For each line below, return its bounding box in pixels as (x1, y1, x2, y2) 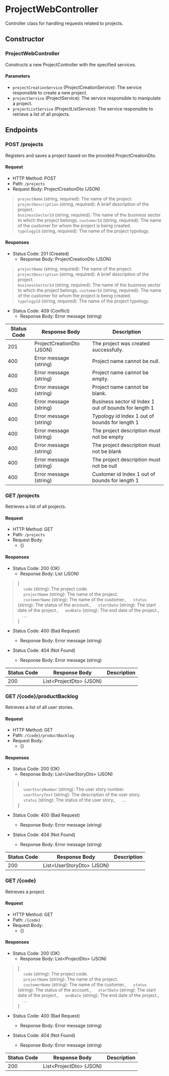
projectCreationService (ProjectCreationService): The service (12, 84, 142, 90)
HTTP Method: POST (12, 175, 56, 181)
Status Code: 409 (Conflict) (12, 308, 70, 314)
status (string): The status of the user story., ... (23, 797, 127, 803)
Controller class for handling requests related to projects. (5, 20, 124, 26)
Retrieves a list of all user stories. (5, 704, 74, 710)
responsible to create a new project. (12, 89, 88, 95)
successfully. (92, 346, 124, 353)
